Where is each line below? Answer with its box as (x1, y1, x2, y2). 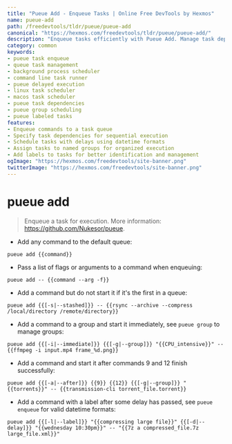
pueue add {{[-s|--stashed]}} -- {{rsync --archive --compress (7, 302, 193, 309)
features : (7, 119, 36, 126)
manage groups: (17, 327, 64, 336)
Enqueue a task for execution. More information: (23, 217, 162, 225)
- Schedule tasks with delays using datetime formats (7, 139, 166, 146)
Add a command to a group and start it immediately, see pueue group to (17, 320, 220, 328)
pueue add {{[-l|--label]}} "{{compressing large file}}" (7, 418, 177, 425)
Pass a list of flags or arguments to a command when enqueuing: (17, 263, 202, 271)
